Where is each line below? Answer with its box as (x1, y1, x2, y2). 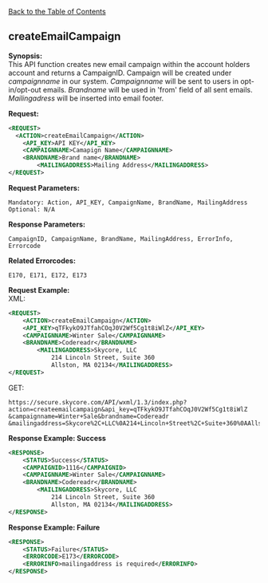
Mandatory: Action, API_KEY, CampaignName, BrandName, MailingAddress (8, 199, 248, 207)
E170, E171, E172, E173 (8, 271, 88, 279)
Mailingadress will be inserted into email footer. (8, 93, 164, 103)
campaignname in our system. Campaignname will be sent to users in (8, 76, 239, 86)
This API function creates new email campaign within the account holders (8, 59, 250, 69)
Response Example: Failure (8, 522, 100, 532)
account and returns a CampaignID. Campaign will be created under (8, 68, 232, 77)
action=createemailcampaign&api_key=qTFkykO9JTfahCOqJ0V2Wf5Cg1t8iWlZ (8, 405, 248, 413)
